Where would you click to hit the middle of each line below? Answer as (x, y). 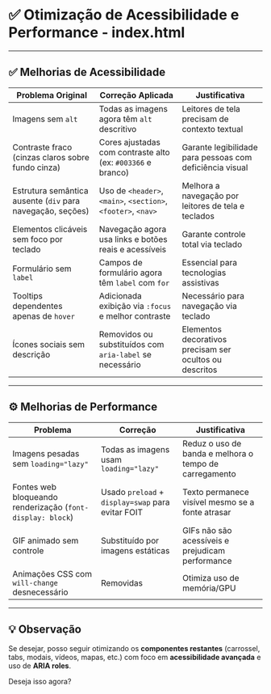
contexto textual (213, 129)
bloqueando (35, 497)
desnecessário (40, 592)
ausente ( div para (46, 201)
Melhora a (201, 185)
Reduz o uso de (212, 443)
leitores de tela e (213, 205)
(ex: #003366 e (125, 162)
